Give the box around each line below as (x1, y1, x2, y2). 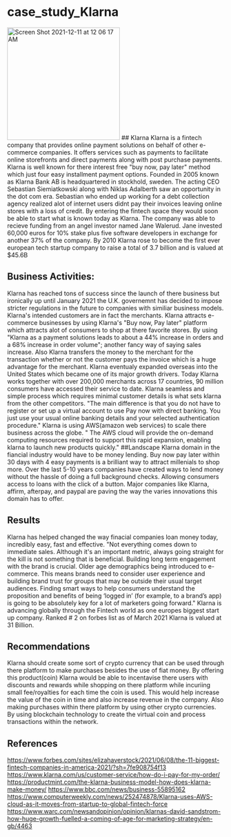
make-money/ (7, 785, 47, 794)
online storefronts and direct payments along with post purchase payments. (7, 155, 223, 164)
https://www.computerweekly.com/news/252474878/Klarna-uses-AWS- (7, 793, 213, 801)
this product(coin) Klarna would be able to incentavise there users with (7, 673, 208, 682)
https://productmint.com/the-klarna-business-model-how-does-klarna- (7, 778, 212, 787)
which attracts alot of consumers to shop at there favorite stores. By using (7, 326, 218, 334)
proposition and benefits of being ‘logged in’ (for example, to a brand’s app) (7, 591, 222, 600)
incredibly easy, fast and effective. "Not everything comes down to (7, 540, 197, 549)
